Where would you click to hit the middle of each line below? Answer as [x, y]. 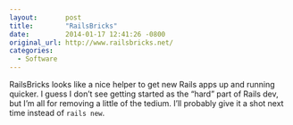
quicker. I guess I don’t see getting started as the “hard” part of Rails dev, [144, 94]
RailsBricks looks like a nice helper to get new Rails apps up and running [142, 84]
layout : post [46, 17]
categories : [31, 51]
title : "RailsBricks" [63, 26]
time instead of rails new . [57, 113]
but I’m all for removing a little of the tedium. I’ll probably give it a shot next [146, 103]
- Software [38, 59]
